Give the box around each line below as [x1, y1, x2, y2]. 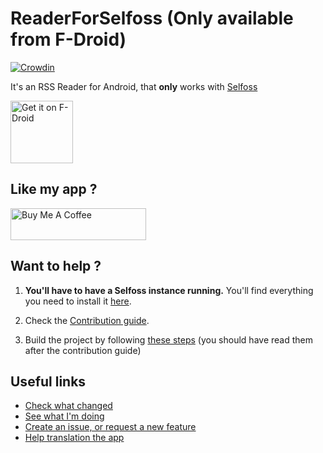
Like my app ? [10, 181, 98, 198]
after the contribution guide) [24, 344, 142, 356]
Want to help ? [10, 258, 102, 275]
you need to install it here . [24, 295, 132, 307]
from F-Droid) [10, 28, 127, 51]
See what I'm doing [24, 410, 105, 422]
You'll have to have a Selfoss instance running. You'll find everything [24, 284, 314, 296]
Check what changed [24, 400, 113, 412]
